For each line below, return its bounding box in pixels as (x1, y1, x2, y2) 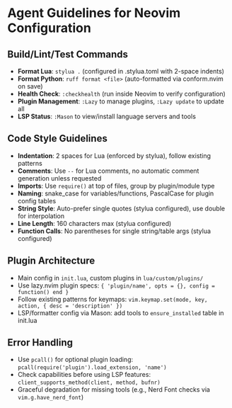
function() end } (17, 288, 69, 295)
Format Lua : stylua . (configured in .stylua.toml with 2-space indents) (17, 67, 225, 75)
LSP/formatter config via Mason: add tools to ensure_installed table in (17, 308, 224, 317)
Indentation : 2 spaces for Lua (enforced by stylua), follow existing (17, 151, 211, 160)
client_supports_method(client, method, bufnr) (17, 379, 161, 387)
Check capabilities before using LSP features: (17, 370, 151, 379)
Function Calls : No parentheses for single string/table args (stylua (17, 227, 211, 235)
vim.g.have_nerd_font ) (17, 393, 84, 402)
